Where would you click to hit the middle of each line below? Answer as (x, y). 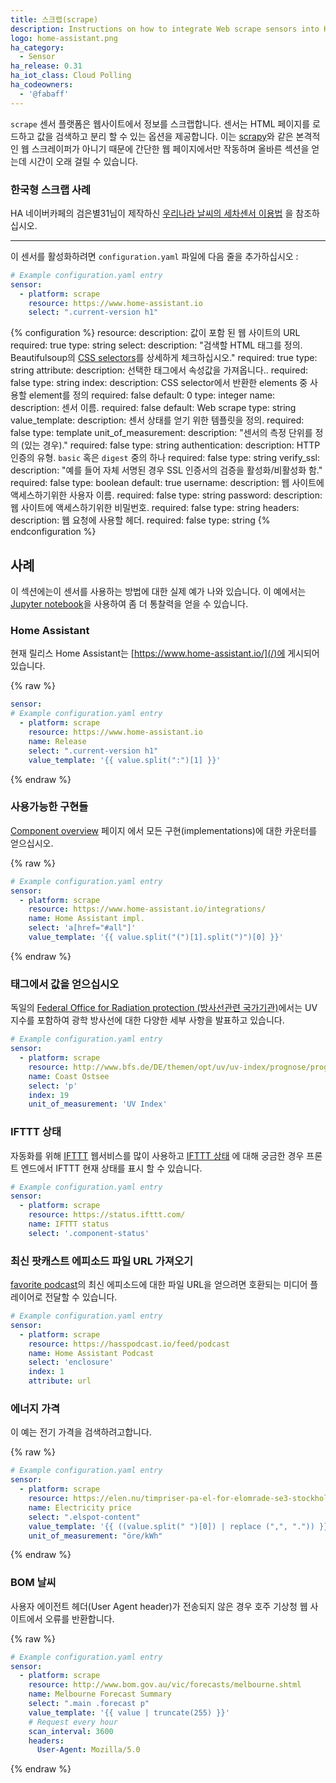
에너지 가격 (35, 1409)
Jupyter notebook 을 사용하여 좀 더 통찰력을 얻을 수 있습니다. (129, 604)
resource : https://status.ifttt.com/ (107, 1215)
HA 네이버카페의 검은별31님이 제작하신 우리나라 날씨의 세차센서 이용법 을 (152, 213)
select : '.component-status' (89, 1233)
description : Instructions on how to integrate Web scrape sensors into (165, 29)
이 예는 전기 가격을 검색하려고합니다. (81, 1432)
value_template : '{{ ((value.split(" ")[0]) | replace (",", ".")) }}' (180, 1526)
